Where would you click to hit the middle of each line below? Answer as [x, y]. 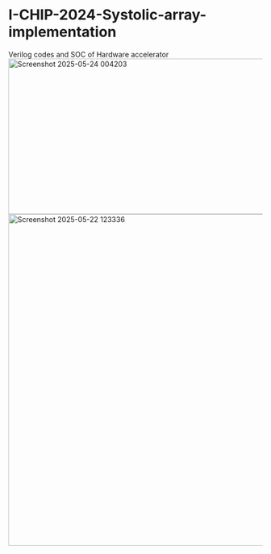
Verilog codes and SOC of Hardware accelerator [89, 54]
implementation [63, 32]
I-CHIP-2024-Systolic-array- [108, 15]
